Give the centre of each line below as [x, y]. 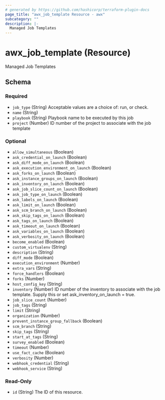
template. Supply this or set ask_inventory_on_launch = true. [74, 295]
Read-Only [19, 381]
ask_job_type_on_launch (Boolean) [47, 194]
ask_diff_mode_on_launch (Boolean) [49, 162]
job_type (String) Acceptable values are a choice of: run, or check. [80, 107]
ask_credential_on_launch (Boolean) [50, 158]
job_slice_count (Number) [39, 300]
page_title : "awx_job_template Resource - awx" [55, 14]
